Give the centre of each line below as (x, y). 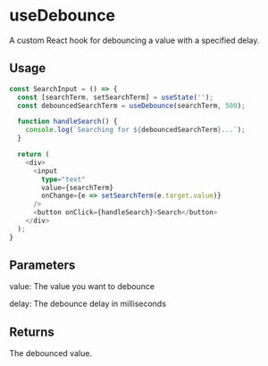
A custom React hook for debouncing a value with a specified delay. (134, 40)
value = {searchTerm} (78, 187)
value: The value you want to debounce (82, 287)
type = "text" (64, 179)
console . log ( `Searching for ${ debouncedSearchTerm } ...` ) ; (135, 130)
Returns (32, 332)
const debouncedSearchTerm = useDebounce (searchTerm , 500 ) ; (131, 105)
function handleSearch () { (67, 121)
